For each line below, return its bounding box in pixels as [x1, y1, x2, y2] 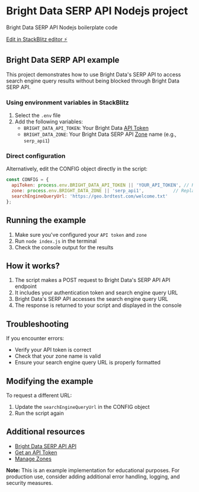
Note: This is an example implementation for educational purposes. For [6, 466, 180, 474]
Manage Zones [14, 455, 52, 462]
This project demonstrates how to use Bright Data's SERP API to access [6, 71, 181, 78]
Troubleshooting [6, 319, 69, 329]
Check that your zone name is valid [14, 353, 101, 360]
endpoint [14, 283, 37, 290]
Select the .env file [14, 112, 61, 119]
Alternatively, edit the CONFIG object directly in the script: [6, 165, 148, 173]
